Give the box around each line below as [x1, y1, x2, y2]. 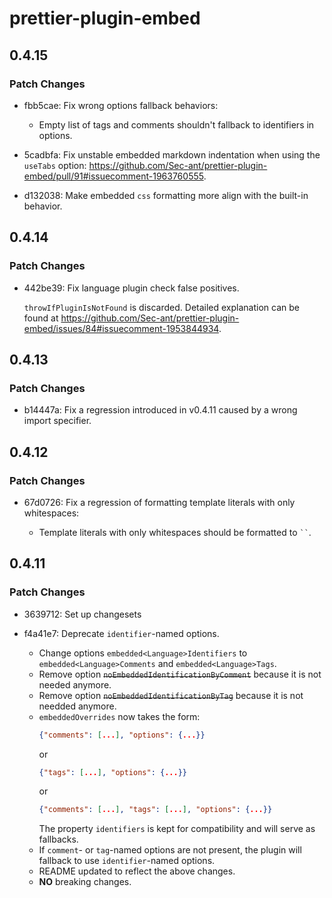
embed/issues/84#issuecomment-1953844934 [23, 322, 219, 334]
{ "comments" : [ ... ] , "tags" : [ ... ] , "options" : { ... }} [38, 805, 273, 815]
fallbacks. [38, 833, 79, 846]
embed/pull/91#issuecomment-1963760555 [23, 170, 204, 182]
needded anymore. [38, 700, 117, 712]
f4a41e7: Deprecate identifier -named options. [23, 627, 220, 639]
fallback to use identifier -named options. [38, 855, 216, 867]
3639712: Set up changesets [23, 608, 142, 620]
